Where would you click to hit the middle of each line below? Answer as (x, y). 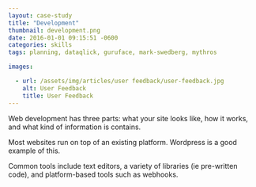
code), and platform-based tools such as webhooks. (93, 174)
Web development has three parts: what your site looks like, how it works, (128, 118)
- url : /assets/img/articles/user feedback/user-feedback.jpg (120, 81)
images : (21, 67)
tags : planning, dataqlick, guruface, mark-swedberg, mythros (113, 52)
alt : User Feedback (55, 88)
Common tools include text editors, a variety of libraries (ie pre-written (123, 166)
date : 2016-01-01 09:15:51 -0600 (63, 38)
